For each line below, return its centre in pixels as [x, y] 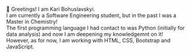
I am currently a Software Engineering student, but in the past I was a [91, 15]
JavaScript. [20, 47]
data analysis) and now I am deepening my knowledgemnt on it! [85, 34]
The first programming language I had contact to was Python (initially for [96, 28]
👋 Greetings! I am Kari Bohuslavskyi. [51, 9]
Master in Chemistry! [32, 22]
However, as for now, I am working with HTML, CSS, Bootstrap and [88, 40]
